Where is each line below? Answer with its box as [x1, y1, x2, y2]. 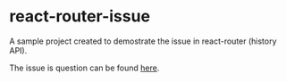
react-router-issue [9, 6, 150, 27]
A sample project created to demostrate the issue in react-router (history [9, 36, 277, 46]
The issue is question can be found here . [9, 62, 160, 73]
